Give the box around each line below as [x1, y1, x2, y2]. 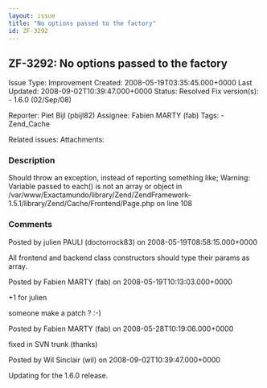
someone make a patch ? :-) [8, 308, 102, 318]
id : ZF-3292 [8, 27, 48, 35]
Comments [8, 219, 52, 230]
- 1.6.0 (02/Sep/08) [8, 95, 72, 105]
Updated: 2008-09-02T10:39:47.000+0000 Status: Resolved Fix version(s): [8, 86, 259, 97]
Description [8, 155, 55, 166]
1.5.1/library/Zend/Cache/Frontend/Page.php [8, 199, 155, 208]
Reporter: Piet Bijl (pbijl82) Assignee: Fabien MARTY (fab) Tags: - [8, 110, 225, 121]
